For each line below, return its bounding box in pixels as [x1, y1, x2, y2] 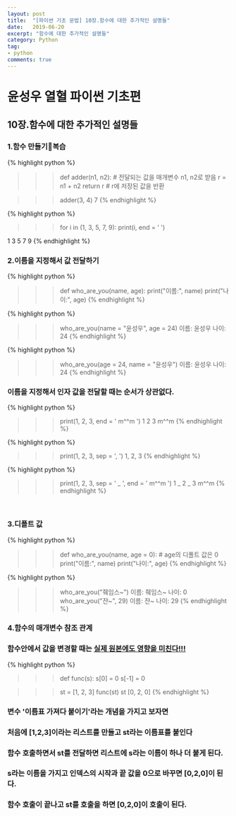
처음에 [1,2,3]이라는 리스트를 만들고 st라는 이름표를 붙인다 [7, 727, 193, 737]
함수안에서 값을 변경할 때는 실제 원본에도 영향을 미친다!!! [7, 644, 186, 654]
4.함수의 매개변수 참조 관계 [7, 623, 93, 633]
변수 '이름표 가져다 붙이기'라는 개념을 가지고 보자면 [7, 706, 169, 716]
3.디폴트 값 [7, 519, 43, 529]
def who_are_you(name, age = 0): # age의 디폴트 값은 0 [59, 550, 218, 559]
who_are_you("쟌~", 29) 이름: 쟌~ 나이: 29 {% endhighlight [59, 596, 228, 605]
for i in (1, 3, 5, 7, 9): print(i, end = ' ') [59, 223, 166, 231]
